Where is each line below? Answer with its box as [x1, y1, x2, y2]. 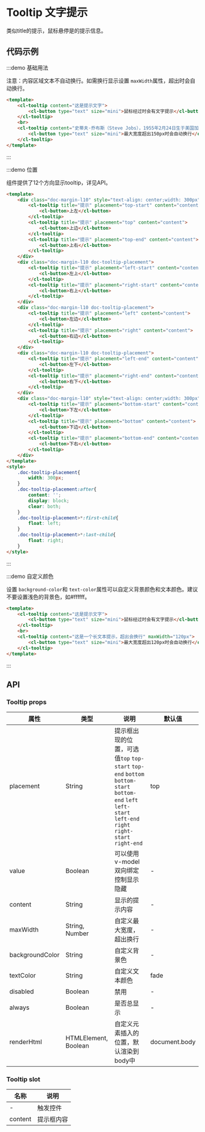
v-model [114, 858, 140, 866]
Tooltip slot [6, 1075, 41, 1084]
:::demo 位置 [6, 166, 38, 173]
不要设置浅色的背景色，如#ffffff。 [6, 593, 90, 601]
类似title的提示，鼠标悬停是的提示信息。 [6, 27, 107, 34]
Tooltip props [6, 698, 47, 706]
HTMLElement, [65, 1034, 109, 1042]
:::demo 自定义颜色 [6, 572, 54, 580]
